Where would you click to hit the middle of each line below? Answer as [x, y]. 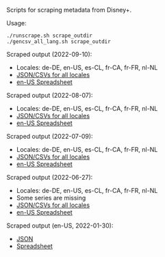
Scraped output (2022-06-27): [50, 177]
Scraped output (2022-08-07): [50, 95]
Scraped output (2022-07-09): [50, 136]
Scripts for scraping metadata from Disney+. [69, 10]
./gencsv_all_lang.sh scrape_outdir [59, 42]
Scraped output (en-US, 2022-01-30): [60, 226]
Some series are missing [51, 198]
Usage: [16, 23]
